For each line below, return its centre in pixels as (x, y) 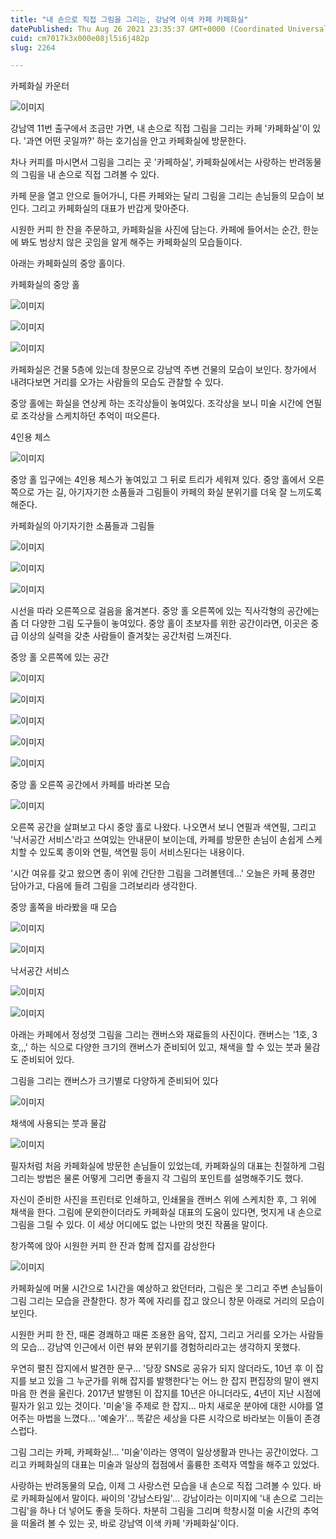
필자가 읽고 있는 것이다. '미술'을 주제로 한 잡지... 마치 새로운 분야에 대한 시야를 (161, 1406)
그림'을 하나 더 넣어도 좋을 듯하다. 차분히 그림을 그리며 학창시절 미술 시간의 (155, 1511)
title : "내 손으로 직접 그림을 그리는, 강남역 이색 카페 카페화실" (129, 19)
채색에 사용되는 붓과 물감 (58, 1123)
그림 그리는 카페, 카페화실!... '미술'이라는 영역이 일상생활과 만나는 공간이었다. (159, 1452)
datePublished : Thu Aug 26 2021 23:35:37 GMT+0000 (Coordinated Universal (169, 29)
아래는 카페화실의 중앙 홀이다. (68, 263)
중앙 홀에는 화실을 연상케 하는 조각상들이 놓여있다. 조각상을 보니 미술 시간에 (157, 403)
